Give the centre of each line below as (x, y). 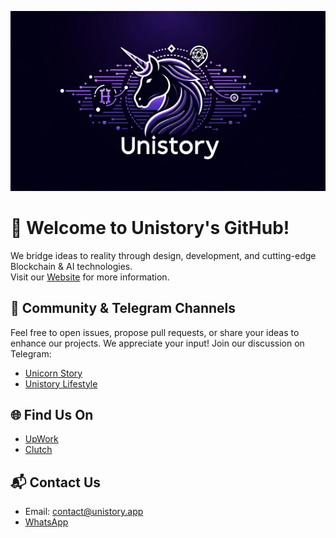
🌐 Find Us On (52, 415)
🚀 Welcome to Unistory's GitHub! (150, 228)
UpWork (41, 439)
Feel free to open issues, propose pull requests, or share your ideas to (155, 332)
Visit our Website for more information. (90, 277)
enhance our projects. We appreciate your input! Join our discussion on (157, 343)
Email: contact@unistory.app (84, 512)
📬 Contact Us (56, 482)
